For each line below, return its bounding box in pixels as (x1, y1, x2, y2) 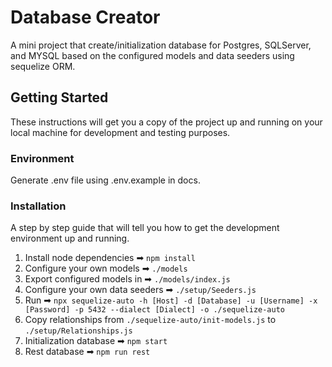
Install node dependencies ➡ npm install (24, 252, 196, 264)
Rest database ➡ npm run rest (24, 346, 151, 358)
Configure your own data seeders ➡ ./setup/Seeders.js (24, 284, 257, 296)
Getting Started (10, 89, 109, 106)
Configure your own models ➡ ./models (24, 262, 188, 275)
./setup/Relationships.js (24, 326, 133, 336)
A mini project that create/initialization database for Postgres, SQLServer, (10, 39, 312, 51)
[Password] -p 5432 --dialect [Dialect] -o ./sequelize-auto (24, 305, 286, 315)
